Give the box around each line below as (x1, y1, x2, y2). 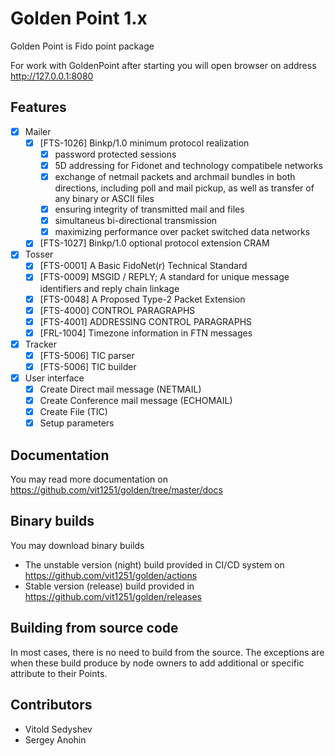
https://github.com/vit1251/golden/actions (24, 569, 198, 581)
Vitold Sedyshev (24, 723, 93, 735)
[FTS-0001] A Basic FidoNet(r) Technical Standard (39, 260, 248, 272)
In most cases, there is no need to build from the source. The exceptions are (10, 646, 325, 658)
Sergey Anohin (24, 733, 87, 746)
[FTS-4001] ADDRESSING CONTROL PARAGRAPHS (39, 315, 253, 327)
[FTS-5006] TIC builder (39, 360, 137, 372)
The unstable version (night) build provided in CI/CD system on (24, 558, 285, 571)
